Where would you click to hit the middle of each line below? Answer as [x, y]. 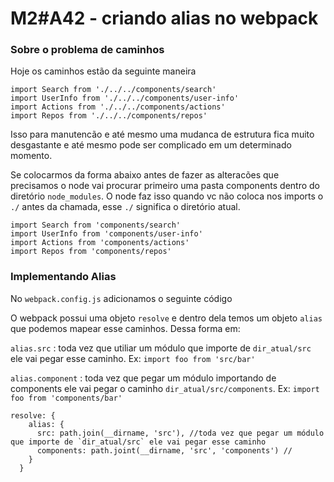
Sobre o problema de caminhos [87, 50]
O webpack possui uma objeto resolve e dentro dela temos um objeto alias [166, 318]
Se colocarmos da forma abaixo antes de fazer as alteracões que [145, 175]
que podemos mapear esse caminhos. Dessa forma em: [125, 328]
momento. [31, 156]
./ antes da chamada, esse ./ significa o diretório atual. [125, 207]
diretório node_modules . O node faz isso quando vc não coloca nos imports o [167, 196]
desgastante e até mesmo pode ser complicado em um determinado [151, 145]
